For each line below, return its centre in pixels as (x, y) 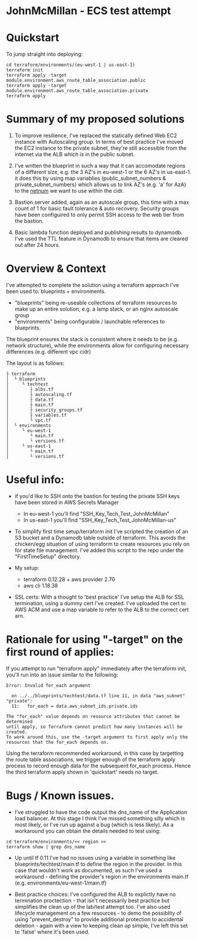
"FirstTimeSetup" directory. (48, 556)
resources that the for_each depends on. (58, 742)
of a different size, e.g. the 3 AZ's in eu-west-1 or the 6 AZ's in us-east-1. (103, 172)
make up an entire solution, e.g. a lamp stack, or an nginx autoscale (96, 309)
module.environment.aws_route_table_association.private (77, 91)
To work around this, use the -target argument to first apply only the (97, 737)
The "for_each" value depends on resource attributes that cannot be (93, 716)
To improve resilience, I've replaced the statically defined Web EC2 (96, 136)
